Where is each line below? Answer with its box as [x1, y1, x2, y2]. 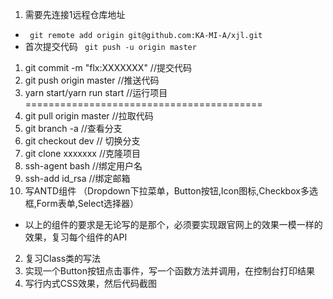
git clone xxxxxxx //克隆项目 [24, 148, 141, 159]
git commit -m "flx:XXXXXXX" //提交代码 [24, 62, 192, 73]
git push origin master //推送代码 [24, 74, 160, 86]
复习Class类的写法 [24, 253, 102, 264]
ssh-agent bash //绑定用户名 [24, 160, 143, 172]
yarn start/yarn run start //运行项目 [24, 87, 168, 98]
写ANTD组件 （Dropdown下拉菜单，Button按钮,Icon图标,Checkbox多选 [24, 185, 318, 197]
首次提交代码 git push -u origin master [24, 41, 197, 52]
